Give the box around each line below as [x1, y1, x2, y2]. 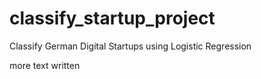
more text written [9, 59, 81, 71]
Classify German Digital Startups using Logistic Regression [9, 40, 252, 52]
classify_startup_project [9, 7, 216, 30]
